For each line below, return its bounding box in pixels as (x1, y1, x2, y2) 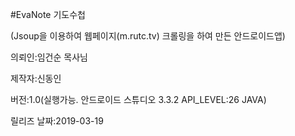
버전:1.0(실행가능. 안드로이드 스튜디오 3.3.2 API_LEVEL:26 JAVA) (10, 94, 267, 105)
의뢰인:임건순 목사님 (10, 51, 88, 63)
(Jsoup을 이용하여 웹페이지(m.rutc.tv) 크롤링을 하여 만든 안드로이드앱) (10, 30, 286, 42)
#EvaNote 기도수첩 (10, 9, 86, 20)
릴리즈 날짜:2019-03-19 (10, 115, 104, 127)
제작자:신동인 (10, 73, 62, 84)
